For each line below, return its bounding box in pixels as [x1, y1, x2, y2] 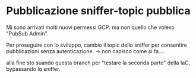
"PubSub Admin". [6, 30, 49, 37]
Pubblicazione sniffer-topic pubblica [6, 4, 191, 18]
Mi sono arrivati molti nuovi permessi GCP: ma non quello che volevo [6, 24, 175, 31]
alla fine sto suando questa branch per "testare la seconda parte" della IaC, [6, 59, 191, 66]
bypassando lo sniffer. [6, 65, 61, 72]
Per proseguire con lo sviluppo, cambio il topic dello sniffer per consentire [6, 41, 187, 48]
